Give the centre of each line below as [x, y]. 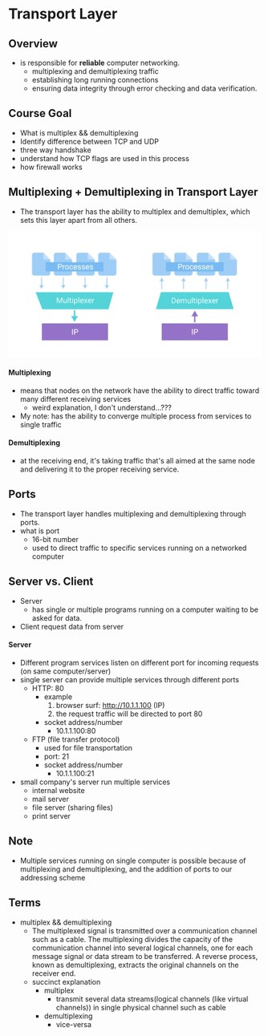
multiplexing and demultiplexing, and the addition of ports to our [126, 869]
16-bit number [55, 539]
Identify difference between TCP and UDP [89, 141]
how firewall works [51, 167]
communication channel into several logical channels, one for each [142, 948]
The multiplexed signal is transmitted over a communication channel [144, 930]
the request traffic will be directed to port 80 [129, 714]
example [58, 696]
